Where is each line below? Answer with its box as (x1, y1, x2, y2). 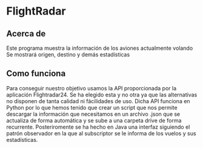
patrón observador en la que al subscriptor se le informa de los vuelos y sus (6, 129, 196, 137)
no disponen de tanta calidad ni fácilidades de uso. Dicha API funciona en (6, 97, 190, 104)
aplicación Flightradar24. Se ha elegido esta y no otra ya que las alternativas (6, 91, 198, 98)
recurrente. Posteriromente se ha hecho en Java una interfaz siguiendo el (6, 123, 190, 130)
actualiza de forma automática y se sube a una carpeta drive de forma (6, 116, 182, 124)
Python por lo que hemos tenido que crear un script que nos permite (6, 104, 178, 111)
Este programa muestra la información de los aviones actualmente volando (6, 44, 193, 52)
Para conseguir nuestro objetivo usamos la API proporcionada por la (6, 84, 177, 92)
